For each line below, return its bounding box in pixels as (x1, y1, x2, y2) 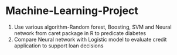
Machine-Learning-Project (5, 4, 138, 18)
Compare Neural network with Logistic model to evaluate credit (13, 36, 167, 43)
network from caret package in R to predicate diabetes (13, 29, 147, 36)
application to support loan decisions (13, 42, 104, 49)
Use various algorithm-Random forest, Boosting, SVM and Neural (13, 23, 172, 30)
